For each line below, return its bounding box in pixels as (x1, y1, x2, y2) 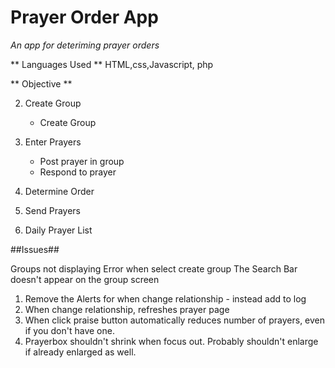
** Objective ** (10, 77, 73, 90)
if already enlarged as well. (24, 346, 137, 358)
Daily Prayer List (24, 224, 93, 236)
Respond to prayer (39, 166, 117, 178)
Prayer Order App (10, 6, 159, 29)
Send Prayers (24, 204, 82, 216)
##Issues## (10, 243, 60, 255)
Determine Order (24, 185, 95, 197)
